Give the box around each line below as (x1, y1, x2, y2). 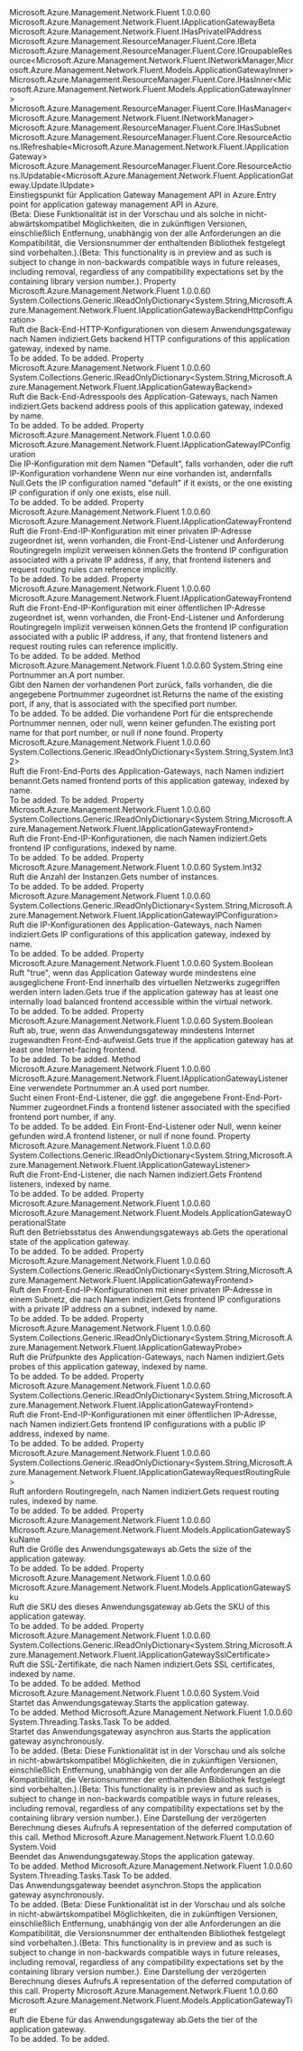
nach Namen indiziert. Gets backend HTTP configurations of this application (9, 334, 290, 344)
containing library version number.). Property (9, 276, 177, 287)
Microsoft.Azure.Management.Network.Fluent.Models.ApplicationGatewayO (9, 1208, 292, 1218)
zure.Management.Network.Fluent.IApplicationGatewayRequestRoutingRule (9, 1467, 291, 1477)
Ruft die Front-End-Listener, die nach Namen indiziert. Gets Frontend (9, 1169, 262, 1180)
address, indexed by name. (9, 1428, 110, 1439)
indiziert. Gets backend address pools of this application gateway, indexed (9, 400, 284, 411)
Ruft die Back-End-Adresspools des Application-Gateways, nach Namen (9, 391, 278, 401)
